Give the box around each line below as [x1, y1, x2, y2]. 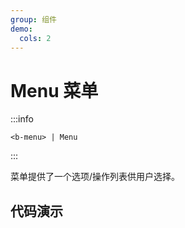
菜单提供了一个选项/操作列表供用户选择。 [10, 171, 181, 183]
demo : [10, 24, 33, 34]
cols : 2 [19, 33, 52, 43]
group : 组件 [10, 14, 57, 25]
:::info [10, 113, 34, 125]
